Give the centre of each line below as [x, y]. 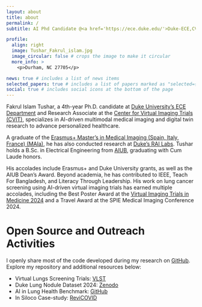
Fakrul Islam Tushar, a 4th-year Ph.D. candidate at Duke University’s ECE [96, 107]
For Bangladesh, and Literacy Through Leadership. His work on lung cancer [100, 181]
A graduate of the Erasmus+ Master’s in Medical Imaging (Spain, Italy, [93, 138]
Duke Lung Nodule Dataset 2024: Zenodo [66, 285]
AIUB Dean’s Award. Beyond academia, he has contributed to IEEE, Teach [97, 175]
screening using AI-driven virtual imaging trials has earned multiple [89, 188]
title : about [23, 17]
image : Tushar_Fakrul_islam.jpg [52, 51]
